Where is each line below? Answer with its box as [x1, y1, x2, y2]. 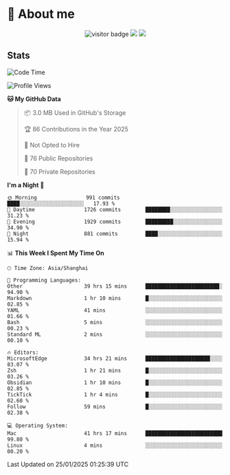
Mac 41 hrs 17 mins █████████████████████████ [7, 430, 223, 436]
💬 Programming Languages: [7, 277, 81, 284]
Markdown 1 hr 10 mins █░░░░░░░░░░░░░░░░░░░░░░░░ [7, 295, 223, 302]
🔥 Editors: [7, 349, 39, 356]
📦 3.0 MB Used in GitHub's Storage [23, 108, 126, 116]
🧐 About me [7, 6, 76, 22]
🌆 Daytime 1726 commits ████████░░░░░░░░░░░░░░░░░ [7, 206, 223, 213]
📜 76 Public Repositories [23, 154, 93, 162]
